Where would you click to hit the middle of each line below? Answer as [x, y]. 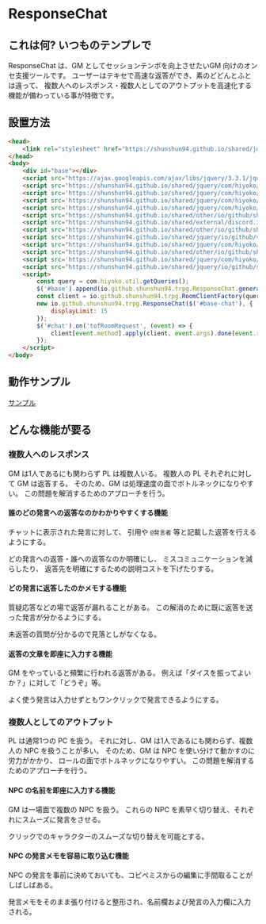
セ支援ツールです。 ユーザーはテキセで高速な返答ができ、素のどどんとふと [130, 75]
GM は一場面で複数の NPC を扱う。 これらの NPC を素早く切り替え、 [121, 809]
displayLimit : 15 [79, 311]
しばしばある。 [32, 884]
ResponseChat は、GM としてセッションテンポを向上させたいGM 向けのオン [133, 65]
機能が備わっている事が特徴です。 [63, 95]
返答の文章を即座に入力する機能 [60, 654]
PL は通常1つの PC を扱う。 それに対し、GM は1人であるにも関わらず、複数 [131, 741]
